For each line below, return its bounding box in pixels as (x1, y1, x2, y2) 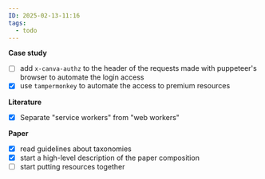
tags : (8, 19, 26, 27)
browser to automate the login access (19, 72, 144, 82)
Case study (8, 49, 48, 58)
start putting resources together (19, 161, 125, 171)
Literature (8, 97, 42, 107)
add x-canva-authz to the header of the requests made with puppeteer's (19, 64, 257, 73)
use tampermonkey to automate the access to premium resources (19, 81, 231, 91)
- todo (15, 26, 38, 34)
